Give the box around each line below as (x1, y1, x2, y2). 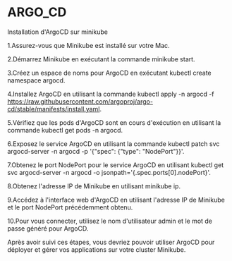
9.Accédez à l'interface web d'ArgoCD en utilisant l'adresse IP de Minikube (7, 195, 226, 204)
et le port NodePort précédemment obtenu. (7, 202, 133, 212)
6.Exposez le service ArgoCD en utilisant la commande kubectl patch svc (7, 139, 220, 148)
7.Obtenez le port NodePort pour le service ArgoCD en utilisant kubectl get (7, 160, 224, 169)
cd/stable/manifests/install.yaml (7, 104, 100, 113)
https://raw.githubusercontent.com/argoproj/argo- (7, 97, 154, 106)
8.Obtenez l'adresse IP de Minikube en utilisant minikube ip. (7, 181, 181, 190)
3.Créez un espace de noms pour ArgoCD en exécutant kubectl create (7, 68, 212, 77)
